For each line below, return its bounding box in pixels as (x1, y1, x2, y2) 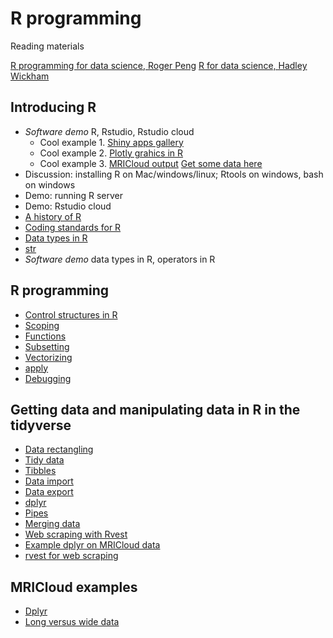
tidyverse (10, 417, 72, 434)
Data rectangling (24, 443, 94, 456)
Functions (24, 330, 67, 342)
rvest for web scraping (24, 550, 119, 562)
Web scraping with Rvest (24, 528, 128, 541)
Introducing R (10, 99, 97, 116)
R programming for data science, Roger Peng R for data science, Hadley (10, 59, 308, 71)
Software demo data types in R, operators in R (24, 253, 216, 265)
